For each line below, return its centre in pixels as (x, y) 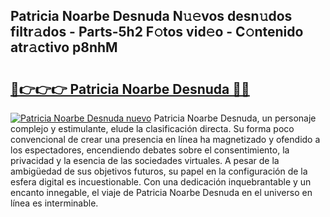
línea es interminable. (54, 203)
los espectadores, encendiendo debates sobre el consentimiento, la (150, 150)
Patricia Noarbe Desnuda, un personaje (235, 118)
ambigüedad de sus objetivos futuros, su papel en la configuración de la (159, 171)
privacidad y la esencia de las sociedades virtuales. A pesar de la (145, 160)
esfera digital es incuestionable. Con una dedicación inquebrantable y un (161, 182)
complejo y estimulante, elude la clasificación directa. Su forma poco (152, 128)
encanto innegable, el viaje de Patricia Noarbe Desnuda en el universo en (161, 192)
